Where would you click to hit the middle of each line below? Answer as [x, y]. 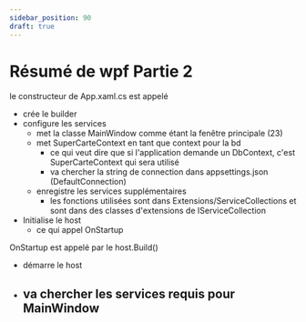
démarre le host [52, 266]
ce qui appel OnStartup [80, 230]
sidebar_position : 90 [51, 18]
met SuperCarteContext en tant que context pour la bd [138, 143]
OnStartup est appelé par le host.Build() [84, 247]
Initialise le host [52, 220]
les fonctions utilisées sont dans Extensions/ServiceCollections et [173, 201]
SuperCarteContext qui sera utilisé [114, 162]
